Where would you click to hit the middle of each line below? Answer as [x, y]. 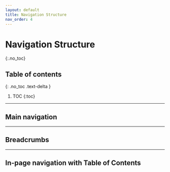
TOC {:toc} [24, 96]
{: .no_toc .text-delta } [28, 87]
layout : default [22, 10]
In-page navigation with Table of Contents [73, 163]
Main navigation [31, 117]
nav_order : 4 [19, 19]
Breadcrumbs [27, 140]
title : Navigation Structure [36, 15]
